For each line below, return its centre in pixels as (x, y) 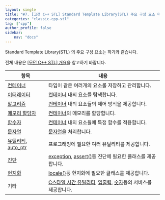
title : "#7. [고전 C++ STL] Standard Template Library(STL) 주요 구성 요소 (80, 14)
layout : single (21, 10)
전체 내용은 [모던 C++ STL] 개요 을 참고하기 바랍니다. (56, 62)
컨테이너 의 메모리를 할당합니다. (82, 113)
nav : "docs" (26, 38)
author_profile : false (28, 28)
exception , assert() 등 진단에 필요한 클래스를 (97, 156)
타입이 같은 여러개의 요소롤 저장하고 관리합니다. (100, 85)
